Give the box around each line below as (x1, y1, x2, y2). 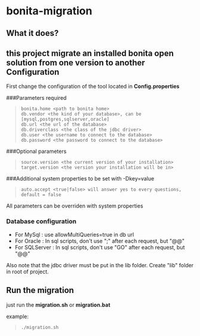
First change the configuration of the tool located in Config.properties (6, 83, 180, 90)
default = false (20, 192, 61, 198)
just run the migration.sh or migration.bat (6, 301, 110, 308)
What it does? (6, 28, 59, 38)
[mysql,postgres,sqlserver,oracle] (20, 117, 110, 123)
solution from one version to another (6, 57, 145, 68)
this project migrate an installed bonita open (6, 48, 174, 58)
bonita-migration (6, 4, 93, 18)
